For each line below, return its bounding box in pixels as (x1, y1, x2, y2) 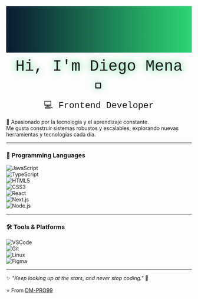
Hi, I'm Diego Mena (15, 57, 183, 76)
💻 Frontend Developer (44, 100, 154, 111)
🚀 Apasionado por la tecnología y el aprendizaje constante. (6, 118, 149, 125)
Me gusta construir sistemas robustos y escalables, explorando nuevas (6, 125, 179, 132)
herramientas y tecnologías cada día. (6, 131, 96, 138)
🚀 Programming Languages (6, 151, 85, 159)
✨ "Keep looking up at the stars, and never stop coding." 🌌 (6, 274, 149, 281)
